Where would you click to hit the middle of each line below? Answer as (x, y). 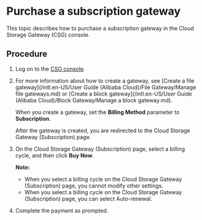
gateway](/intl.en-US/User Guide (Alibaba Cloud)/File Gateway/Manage (106, 87)
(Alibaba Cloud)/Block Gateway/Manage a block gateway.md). (94, 100)
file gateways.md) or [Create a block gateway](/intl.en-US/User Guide (103, 94)
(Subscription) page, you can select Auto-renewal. (88, 199)
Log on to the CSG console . (50, 69)
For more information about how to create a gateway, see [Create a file (105, 80)
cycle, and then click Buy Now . (54, 155)
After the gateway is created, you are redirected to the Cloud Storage (103, 131)
